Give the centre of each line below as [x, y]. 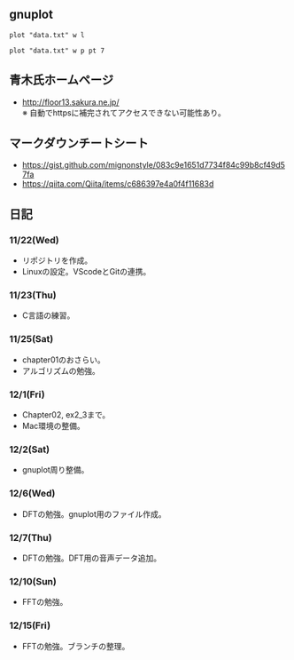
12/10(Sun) [33, 581]
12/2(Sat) [30, 449]
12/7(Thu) [31, 537]
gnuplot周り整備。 [55, 470]
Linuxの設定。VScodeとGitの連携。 [86, 272]
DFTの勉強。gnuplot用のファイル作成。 [94, 513]
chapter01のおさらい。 [63, 360]
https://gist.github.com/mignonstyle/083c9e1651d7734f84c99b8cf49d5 [154, 165]
